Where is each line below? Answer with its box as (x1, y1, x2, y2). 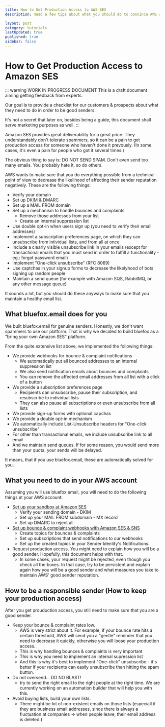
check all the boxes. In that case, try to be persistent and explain (19, 562, 150, 568)
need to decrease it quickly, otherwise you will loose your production (19, 638, 159, 644)
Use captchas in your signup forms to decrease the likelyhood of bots (12, 265, 154, 271)
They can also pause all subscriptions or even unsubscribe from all (19, 400, 156, 406)
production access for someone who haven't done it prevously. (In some (5, 142, 152, 148)
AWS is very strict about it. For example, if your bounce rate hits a (19, 627, 153, 633)
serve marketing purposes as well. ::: (5, 122, 80, 128)
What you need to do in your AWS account (5, 476, 137, 485)
